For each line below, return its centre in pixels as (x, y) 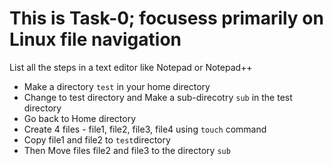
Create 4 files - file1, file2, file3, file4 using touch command (145, 129)
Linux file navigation (95, 39)
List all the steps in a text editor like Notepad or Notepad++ (131, 67)
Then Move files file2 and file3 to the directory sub (127, 150)
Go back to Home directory (80, 118)
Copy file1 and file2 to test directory (97, 139)
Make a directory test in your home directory (117, 86)
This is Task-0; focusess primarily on (166, 18)
